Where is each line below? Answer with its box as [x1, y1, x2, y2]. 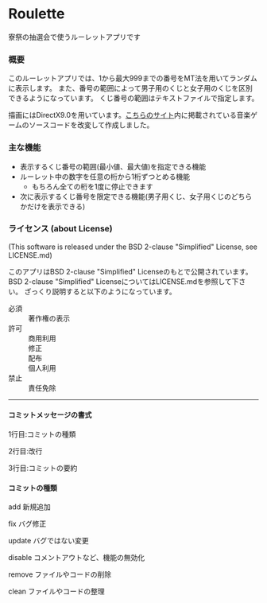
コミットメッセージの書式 [8, 410, 92, 420]
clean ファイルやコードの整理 [8, 586, 105, 597]
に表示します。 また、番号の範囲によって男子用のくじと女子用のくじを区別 [8, 84, 253, 93]
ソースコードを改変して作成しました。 [29, 120, 154, 130]
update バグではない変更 [8, 536, 89, 546]
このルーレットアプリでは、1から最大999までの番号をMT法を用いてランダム [8, 73, 258, 84]
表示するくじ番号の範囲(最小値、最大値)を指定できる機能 [19, 161, 207, 171]
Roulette [8, 5, 65, 23]
